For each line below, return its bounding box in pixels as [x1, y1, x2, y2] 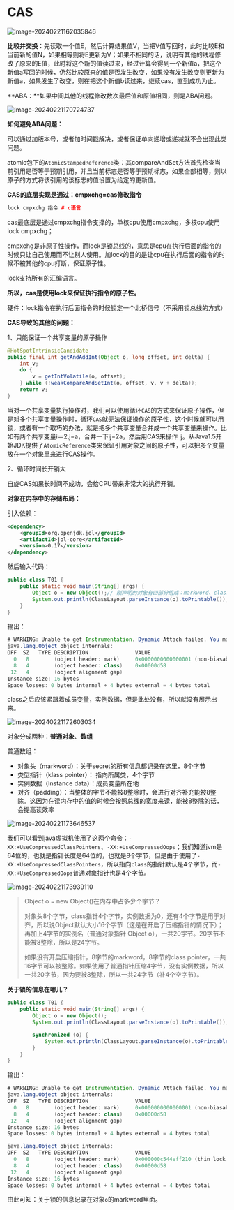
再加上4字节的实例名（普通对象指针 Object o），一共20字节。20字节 [24, 929, 219, 938]
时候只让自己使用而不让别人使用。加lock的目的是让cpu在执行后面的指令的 [7, 250, 219, 258]
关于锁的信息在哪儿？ [7, 985, 68, 994]
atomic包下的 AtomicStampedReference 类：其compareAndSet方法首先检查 [7, 158, 215, 166]
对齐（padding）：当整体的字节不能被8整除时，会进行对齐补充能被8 [17, 788, 211, 797]
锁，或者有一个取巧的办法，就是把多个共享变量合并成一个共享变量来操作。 [7, 423, 221, 431]
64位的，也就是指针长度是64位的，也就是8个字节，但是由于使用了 [7, 851, 198, 859]
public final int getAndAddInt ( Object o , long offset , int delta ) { [7, 353, 210, 360]
